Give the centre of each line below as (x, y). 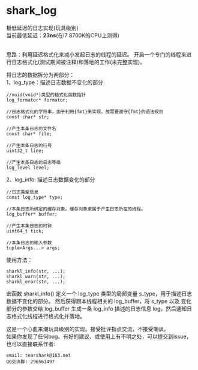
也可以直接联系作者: (31, 344)
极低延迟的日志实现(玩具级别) (43, 28)
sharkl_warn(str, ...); (36, 276)
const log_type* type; (34, 197)
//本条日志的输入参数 (29, 243)
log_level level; (28, 168)
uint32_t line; (25, 151)
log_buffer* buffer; (32, 214)
